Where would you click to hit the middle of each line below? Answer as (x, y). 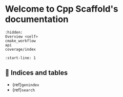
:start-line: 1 (20, 58)
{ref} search (23, 90)
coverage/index (20, 49)
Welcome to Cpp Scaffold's (62, 9)
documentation (37, 19)
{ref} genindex (26, 84)
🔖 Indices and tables (36, 73)
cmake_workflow (20, 41)
